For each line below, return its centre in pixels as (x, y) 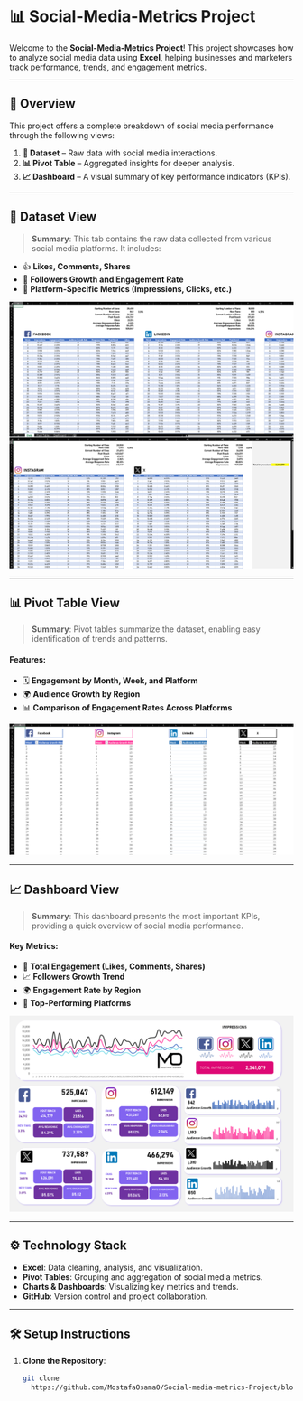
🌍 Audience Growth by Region (81, 694)
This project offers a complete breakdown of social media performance (142, 126)
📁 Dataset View (53, 217)
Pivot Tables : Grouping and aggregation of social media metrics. (142, 1277)
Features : (28, 660)
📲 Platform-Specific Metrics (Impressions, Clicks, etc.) (127, 288)
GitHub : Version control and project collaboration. (115, 1296)
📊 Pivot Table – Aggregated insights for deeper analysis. (128, 163)
